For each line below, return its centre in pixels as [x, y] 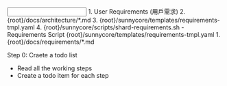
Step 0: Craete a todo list [42, 55]
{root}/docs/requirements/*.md [51, 42]
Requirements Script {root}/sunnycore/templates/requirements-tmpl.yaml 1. [114, 34]
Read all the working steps [55, 68]
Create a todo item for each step [63, 75]
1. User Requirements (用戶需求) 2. [137, 12]
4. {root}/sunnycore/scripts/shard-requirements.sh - [110, 27]
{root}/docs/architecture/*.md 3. [52, 20]
